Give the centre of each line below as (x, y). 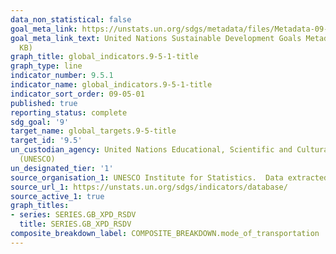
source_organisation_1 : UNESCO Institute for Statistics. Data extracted (169, 177)
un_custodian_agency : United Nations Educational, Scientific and (151, 150)
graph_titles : (40, 206)
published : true (44, 103)
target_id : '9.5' (46, 141)
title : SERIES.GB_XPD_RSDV (75, 224)
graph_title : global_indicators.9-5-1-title (104, 57)
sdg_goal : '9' (40, 122)
